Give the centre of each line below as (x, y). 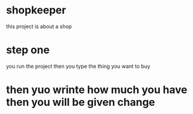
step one (28, 50)
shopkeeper (36, 10)
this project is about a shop (39, 26)
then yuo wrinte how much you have (97, 90)
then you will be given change (81, 102)
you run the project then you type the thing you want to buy (78, 66)
